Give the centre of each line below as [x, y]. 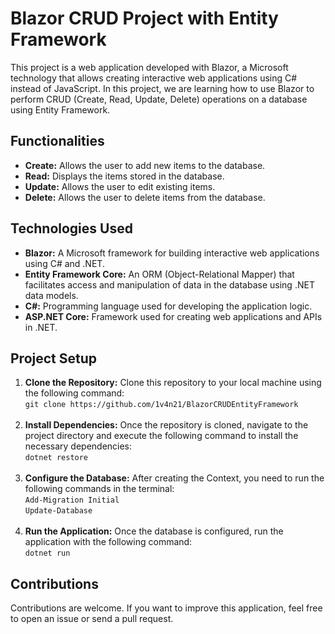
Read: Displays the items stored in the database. [124, 176]
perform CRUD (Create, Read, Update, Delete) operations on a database [159, 99]
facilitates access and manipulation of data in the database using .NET [169, 284]
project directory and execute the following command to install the [161, 436]
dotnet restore [56, 458]
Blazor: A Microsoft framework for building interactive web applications [172, 253]
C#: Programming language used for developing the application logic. [168, 306]
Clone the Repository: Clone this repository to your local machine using [173, 383]
